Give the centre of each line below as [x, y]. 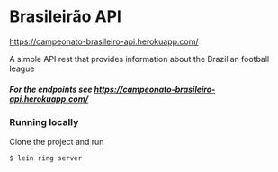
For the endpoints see [51, 89]
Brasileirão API [65, 17]
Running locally [44, 122]
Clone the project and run [57, 142]
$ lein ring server [46, 158]
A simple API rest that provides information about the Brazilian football [139, 59]
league [22, 68]
